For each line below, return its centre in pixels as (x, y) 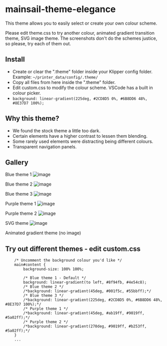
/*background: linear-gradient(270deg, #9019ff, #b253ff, (85, 326)
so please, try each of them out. (38, 43)
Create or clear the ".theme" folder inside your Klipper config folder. (82, 71)
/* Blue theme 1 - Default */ (55, 278)
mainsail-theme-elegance (61, 9)
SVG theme (17, 223)
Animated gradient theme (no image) (43, 233)
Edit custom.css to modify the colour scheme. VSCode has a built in (82, 88)
